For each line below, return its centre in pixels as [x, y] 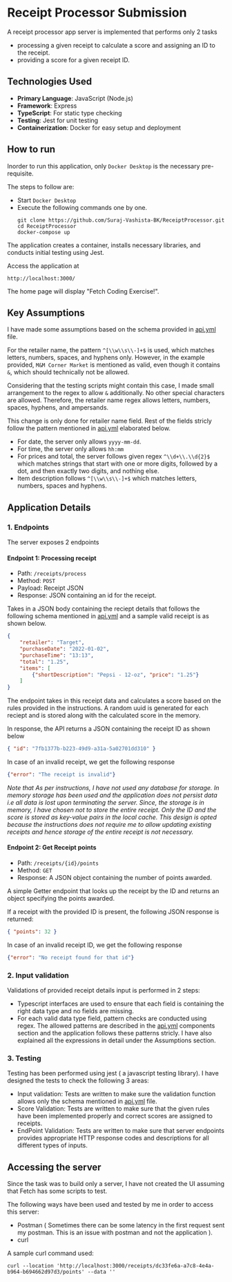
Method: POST [36, 581]
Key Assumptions [46, 313]
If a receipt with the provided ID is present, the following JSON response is [113, 912]
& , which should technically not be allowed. [68, 372]
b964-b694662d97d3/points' [46, 1272]
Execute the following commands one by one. [82, 207]
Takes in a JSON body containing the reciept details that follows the [104, 609]
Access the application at [43, 266]
